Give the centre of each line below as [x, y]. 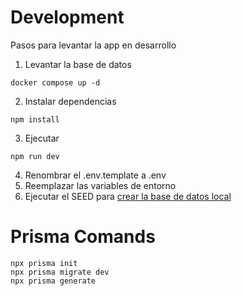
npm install [35, 119]
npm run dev [35, 156]
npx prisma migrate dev [60, 272]
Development [67, 17]
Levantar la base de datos [78, 64]
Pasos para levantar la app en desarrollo [93, 45]
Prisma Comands [83, 237]
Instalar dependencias [70, 101]
